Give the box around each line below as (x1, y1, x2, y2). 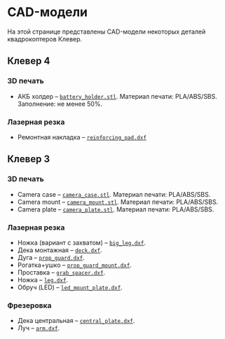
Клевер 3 (7, 153, 50, 165)
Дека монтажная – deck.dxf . (17, 246, 103, 254)
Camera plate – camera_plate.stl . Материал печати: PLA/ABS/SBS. (17, 205, 214, 214)
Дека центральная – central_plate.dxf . (17, 317, 135, 325)
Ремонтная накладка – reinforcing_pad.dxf (17, 132, 147, 141)
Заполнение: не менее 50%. (17, 99, 103, 108)
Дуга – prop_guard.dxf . (17, 253, 86, 261)
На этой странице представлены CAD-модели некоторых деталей (7, 27, 206, 36)
